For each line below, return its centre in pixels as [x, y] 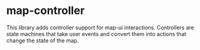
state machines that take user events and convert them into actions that [96, 34]
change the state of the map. [43, 40]
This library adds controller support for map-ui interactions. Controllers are [100, 27]
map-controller [46, 11]
